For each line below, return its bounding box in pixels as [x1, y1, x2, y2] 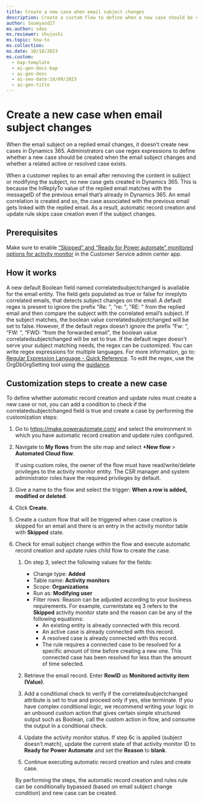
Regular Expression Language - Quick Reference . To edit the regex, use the [6, 354, 195, 361]
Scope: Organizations [33, 583, 89, 590]
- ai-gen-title [11, 82, 50, 88]
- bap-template [11, 59, 50, 65]
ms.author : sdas [6, 25, 47, 32]
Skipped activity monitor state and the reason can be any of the [33, 609, 192, 616]
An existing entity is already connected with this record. [42, 622, 181, 629]
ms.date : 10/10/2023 [6, 48, 59, 54]
